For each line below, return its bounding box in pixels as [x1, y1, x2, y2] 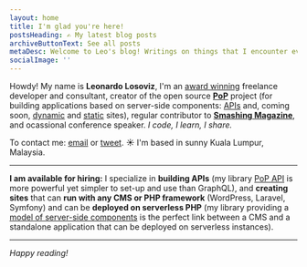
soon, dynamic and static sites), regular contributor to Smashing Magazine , [9, 110, 295, 120]
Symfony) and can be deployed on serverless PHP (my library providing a [9, 202, 290, 212]
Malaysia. [9, 147, 46, 158]
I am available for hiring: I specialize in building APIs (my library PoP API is [9, 173, 293, 183]
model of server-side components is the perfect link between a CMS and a [9, 211, 291, 222]
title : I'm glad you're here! [9, 22, 125, 31]
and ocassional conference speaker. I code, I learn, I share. [9, 119, 233, 130]
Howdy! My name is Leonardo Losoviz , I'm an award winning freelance [9, 81, 279, 91]
